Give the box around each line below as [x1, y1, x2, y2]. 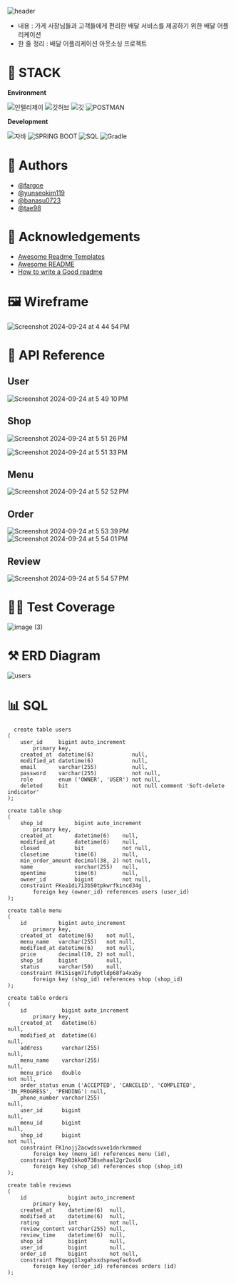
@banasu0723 [17, 196, 61, 205]
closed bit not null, [20, 844, 152, 852]
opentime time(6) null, [20, 869, 139, 876]
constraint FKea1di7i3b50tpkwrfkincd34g [20, 881, 142, 889]
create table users [14, 726, 72, 733]
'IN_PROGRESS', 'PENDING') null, [7, 1088, 107, 1095]
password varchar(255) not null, [20, 770, 161, 777]
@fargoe [17, 180, 44, 189]
